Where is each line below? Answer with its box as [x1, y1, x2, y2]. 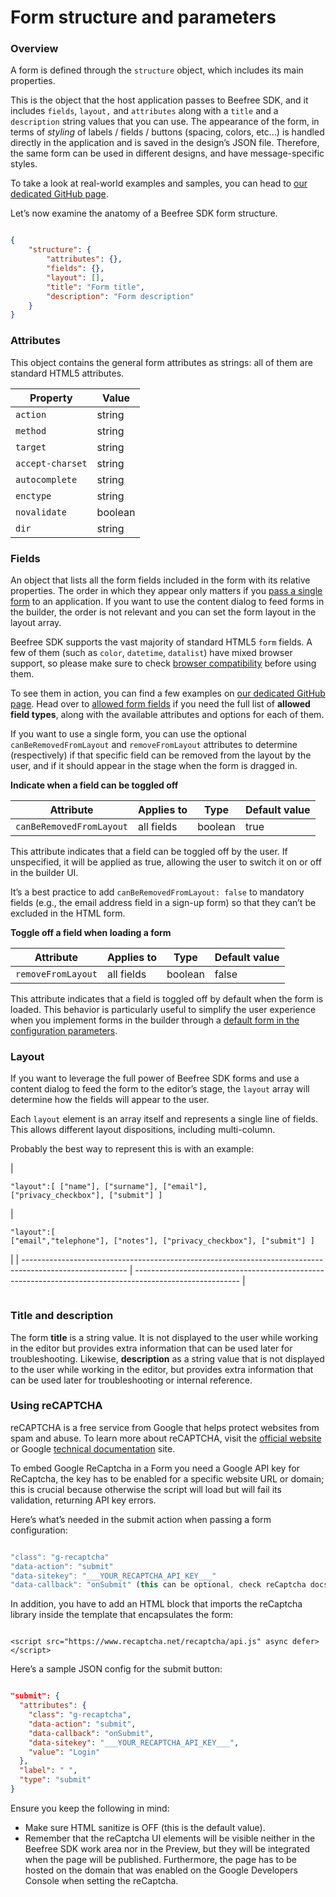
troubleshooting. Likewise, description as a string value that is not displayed [10, 1352, 325, 1365]
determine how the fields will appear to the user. [10, 1094, 210, 1106]
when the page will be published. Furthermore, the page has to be [24, 1853, 298, 1865]
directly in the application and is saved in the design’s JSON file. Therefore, [10, 137, 320, 149]
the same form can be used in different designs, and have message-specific [10, 147, 325, 160]
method [15, 425, 47, 436]
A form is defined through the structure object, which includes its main [10, 64, 304, 76]
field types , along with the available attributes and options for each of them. [10, 708, 325, 720]
